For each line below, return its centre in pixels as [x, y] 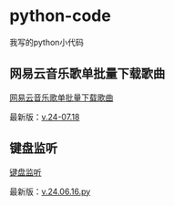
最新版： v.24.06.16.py [50, 191]
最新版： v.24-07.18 [45, 117]
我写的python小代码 [46, 42]
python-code [60, 16]
